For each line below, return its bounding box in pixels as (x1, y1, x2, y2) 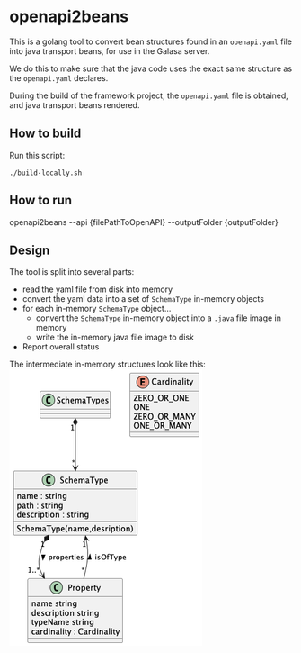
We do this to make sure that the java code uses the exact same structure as (9, 63, 293, 74)
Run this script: (9, 150, 66, 160)
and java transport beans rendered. (9, 99, 140, 110)
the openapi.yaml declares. (9, 72, 109, 83)
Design (9, 242, 50, 258)
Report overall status (22, 341, 100, 352)
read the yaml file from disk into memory (22, 284, 173, 295)
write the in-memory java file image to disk (35, 331, 195, 343)
